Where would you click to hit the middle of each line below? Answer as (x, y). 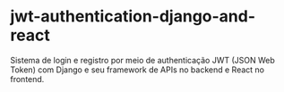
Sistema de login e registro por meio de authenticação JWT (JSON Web (143, 60)
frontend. (27, 79)
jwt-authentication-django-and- (133, 17)
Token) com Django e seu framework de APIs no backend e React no (138, 70)
